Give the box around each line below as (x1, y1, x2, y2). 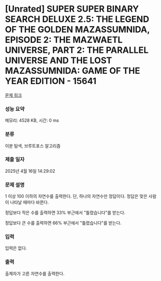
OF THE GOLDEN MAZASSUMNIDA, (5, 24, 150, 35)
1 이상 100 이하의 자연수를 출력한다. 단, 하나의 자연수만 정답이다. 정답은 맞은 (5, 193, 147, 199)
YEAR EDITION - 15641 (5, 76, 97, 87)
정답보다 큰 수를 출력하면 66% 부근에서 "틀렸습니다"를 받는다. (5, 220, 122, 226)
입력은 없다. (5, 245, 28, 251)
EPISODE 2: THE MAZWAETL (5, 34, 123, 46)
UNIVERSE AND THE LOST (5, 55, 112, 66)
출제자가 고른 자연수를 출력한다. (5, 270, 65, 276)
